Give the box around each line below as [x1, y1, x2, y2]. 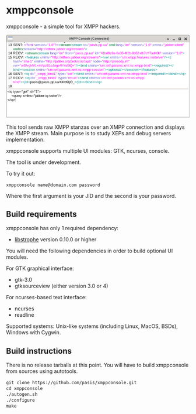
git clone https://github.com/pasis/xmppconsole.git [6, 380, 137, 386]
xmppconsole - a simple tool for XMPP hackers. [6, 23, 121, 30]
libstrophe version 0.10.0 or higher [14, 236, 97, 243]
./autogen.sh [6, 392, 38, 398]
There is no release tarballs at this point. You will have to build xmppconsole [6, 361, 189, 369]
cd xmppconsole [6, 386, 43, 392]
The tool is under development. [6, 159, 82, 166]
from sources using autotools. [6, 368, 78, 375]
